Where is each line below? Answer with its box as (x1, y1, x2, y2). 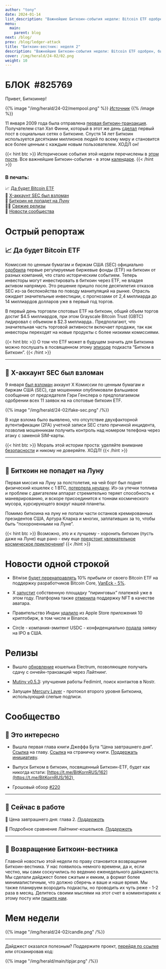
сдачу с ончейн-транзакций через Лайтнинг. (12, 669, 107, 675)
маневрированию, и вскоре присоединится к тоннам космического (5, 496, 149, 502)
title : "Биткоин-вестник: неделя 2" (5, 44, 81, 49)
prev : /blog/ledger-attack (5, 40, 61, 45)
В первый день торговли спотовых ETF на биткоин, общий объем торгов (5, 308, 159, 314)
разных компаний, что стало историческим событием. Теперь (5, 272, 137, 278)
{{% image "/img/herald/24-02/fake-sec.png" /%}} (5, 407, 110, 413)
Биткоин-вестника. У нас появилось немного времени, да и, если (5, 863, 145, 869)
